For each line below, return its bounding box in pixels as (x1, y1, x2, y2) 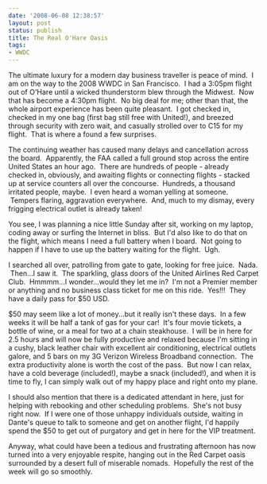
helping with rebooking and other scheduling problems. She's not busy (8, 401, 242, 410)
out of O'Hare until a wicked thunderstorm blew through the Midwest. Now (8, 87, 254, 96)
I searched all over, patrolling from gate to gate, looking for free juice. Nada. (8, 260, 258, 269)
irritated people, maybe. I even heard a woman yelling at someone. (8, 188, 229, 196)
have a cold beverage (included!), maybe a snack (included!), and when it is (8, 369, 257, 378)
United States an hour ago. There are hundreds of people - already (8, 162, 229, 171)
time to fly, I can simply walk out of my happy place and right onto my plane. (8, 377, 258, 386)
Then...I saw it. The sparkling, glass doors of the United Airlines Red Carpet (10, 269, 259, 278)
